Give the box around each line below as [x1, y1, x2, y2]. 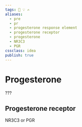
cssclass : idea [5, 48, 36, 53]
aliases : [5, 12, 23, 17]
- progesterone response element [9, 25, 78, 30]
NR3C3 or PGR [5, 117, 35, 123]
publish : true [5, 52, 34, 58]
